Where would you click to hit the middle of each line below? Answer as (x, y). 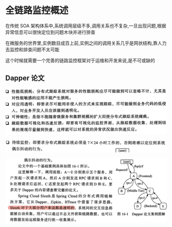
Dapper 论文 (25, 78)
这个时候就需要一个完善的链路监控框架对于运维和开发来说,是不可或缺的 (80, 60)
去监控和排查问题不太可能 (32, 49)
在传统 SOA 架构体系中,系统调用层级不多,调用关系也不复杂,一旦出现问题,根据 (86, 26)
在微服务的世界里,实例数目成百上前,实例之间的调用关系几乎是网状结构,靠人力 (86, 43)
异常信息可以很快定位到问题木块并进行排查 (50, 32)
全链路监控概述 (37, 11)
